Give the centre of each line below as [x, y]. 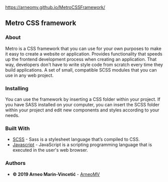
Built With [18, 128]
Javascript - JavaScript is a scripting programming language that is [82, 145]
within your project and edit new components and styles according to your [82, 110]
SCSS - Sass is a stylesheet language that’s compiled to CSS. [76, 139]
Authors [16, 163]
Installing [17, 88]
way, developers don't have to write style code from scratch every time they [84, 65]
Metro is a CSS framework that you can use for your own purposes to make [83, 48]
